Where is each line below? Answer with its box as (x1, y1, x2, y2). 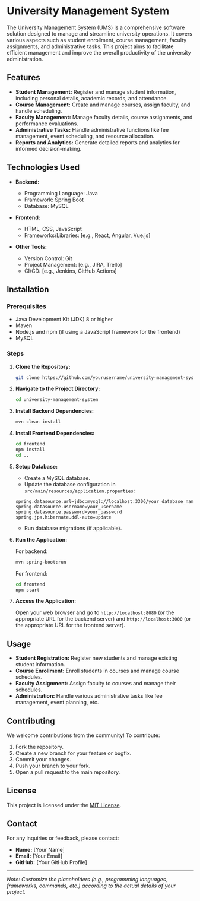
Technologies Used (7, 162, 80, 173)
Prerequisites (7, 302, 46, 310)
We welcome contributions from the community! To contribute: (7, 732, 160, 739)
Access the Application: (15, 597, 77, 605)
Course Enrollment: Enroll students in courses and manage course (15, 667, 180, 675)
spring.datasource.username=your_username (15, 504, 122, 510)
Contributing (7, 716, 55, 726)
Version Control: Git (24, 254, 73, 262)
